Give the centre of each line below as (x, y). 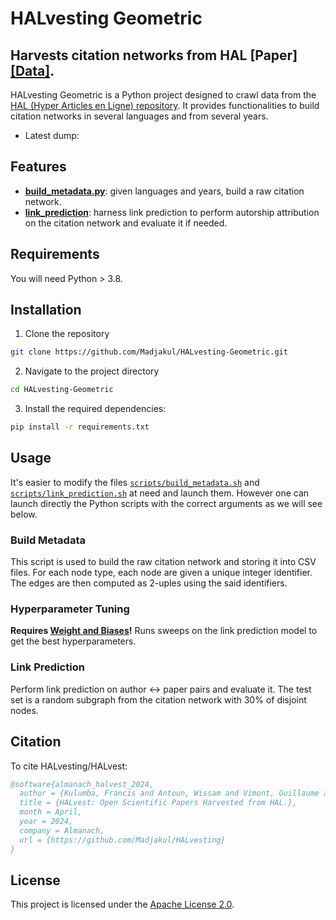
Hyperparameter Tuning (70, 609)
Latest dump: (52, 135)
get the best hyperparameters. (73, 641)
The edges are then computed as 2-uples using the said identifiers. (149, 583)
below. (24, 514)
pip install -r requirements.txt (80, 427)
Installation (46, 310)
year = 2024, (46, 822)
